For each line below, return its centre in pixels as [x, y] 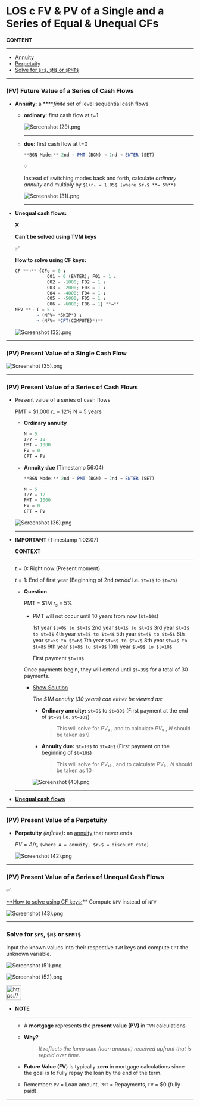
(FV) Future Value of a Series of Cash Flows [70, 90]
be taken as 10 [74, 770]
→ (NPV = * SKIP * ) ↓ [59, 315]
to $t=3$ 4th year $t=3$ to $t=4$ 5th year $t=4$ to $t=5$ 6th [109, 634]
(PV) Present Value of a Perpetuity [57, 820]
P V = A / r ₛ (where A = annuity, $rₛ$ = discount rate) [82, 845]
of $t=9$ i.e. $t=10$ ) [66, 717]
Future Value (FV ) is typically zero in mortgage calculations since [104, 1066]
